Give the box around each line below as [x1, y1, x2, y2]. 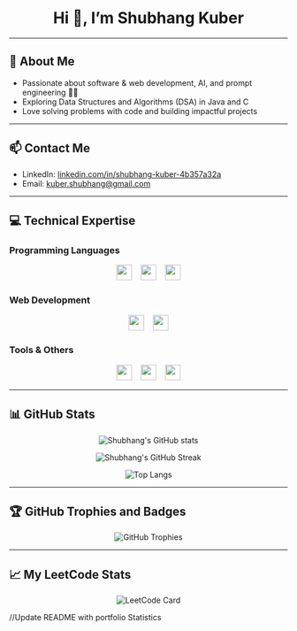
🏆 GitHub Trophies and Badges [9, 504, 187, 519]
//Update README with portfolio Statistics [9, 612, 162, 623]
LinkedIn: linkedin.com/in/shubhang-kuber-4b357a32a [21, 168, 222, 180]
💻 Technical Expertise [9, 212, 136, 228]
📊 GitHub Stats [9, 407, 95, 422]
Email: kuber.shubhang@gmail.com [21, 178, 151, 189]
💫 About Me [9, 54, 75, 69]
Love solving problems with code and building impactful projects [21, 105, 258, 116]
